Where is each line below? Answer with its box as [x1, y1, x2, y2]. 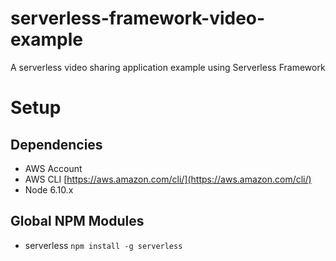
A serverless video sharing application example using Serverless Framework [10, 61, 326, 73]
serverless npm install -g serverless [24, 239, 183, 251]
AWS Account [24, 162, 83, 174]
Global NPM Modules [10, 213, 145, 230]
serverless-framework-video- [10, 7, 266, 30]
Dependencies [10, 136, 103, 153]
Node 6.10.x [24, 183, 74, 196]
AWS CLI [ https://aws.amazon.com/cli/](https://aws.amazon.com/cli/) [24, 173, 312, 185]
